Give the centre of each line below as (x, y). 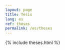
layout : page (19, 10)
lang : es (14, 19)
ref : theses (17, 24)
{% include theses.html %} (33, 42)
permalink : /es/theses (29, 28)
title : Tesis (19, 14)
